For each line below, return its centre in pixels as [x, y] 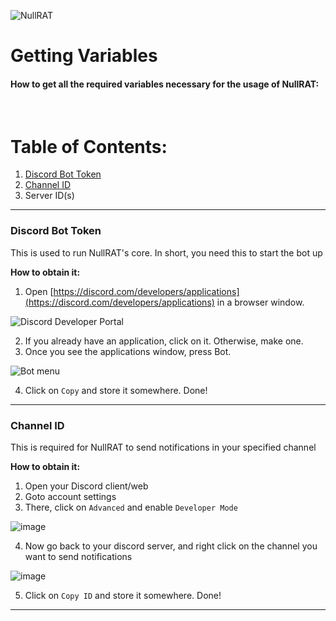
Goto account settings [70, 496]
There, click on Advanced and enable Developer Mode [131, 507]
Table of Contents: [89, 146]
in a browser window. [260, 302]
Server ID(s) [49, 196]
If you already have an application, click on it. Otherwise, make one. [164, 341]
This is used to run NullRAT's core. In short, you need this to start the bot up [166, 252]
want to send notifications [78, 556]
